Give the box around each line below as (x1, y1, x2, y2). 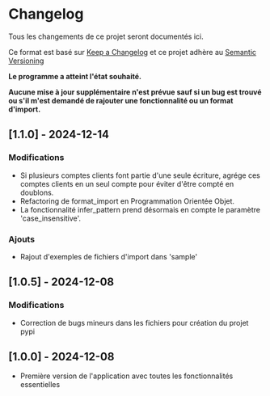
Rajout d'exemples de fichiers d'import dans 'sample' (19, 251, 198, 261)
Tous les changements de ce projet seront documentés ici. (8, 32, 204, 41)
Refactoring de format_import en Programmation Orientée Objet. (19, 196, 235, 206)
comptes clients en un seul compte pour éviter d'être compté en (19, 179, 234, 188)
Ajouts (8, 234, 35, 245)
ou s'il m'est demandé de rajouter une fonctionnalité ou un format (8, 95, 234, 105)
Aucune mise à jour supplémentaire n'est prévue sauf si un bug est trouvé (8, 86, 262, 97)
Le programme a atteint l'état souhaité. (8, 71, 142, 81)
